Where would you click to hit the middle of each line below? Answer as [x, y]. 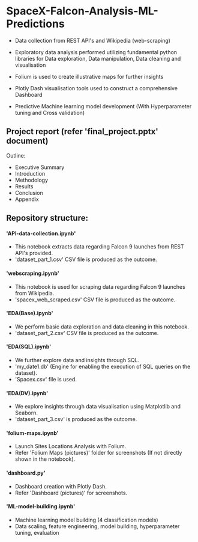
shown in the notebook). [45, 459]
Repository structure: [47, 218]
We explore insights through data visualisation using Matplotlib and [98, 407]
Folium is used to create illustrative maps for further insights [89, 76]
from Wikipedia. [34, 293]
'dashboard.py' [26, 473]
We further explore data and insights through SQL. [77, 360]
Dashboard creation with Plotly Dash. [61, 486]
